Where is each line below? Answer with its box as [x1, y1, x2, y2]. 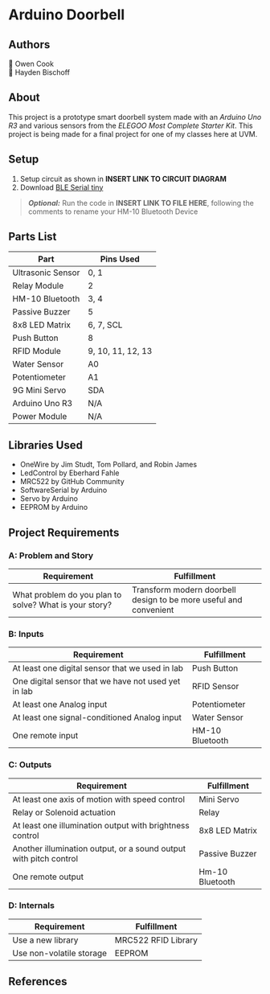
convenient [132, 604, 174, 615]
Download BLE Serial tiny [19, 183, 104, 192]
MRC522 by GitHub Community [19, 477, 125, 487]
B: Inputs [8, 628, 44, 639]
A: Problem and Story [8, 549, 94, 561]
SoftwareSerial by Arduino [19, 485, 108, 495]
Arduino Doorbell [8, 6, 125, 24]
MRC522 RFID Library [114, 934, 198, 946]
